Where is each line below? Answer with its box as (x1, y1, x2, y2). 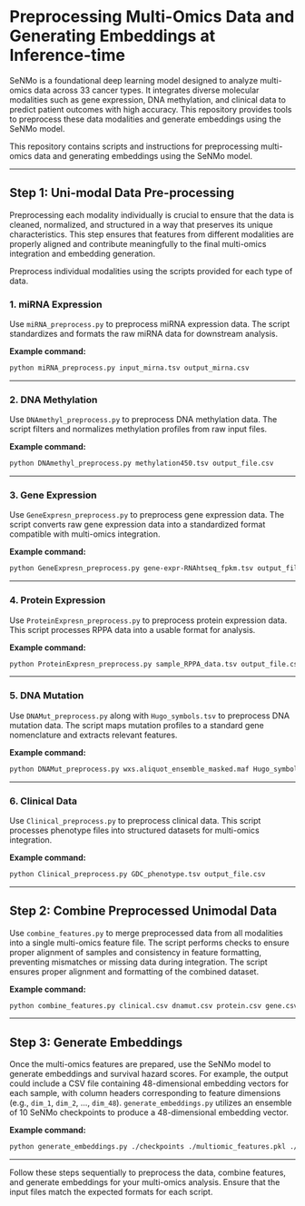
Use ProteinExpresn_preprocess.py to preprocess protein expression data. (9, 615, 288, 626)
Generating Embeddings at (9, 25, 216, 46)
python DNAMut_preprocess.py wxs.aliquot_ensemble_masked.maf (9, 765, 250, 774)
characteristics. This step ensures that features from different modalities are (9, 229, 294, 240)
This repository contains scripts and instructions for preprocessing (9, 141, 259, 152)
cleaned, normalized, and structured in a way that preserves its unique (9, 219, 274, 230)
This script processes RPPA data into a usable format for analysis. (9, 624, 256, 635)
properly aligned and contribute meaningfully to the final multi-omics (9, 238, 267, 249)
